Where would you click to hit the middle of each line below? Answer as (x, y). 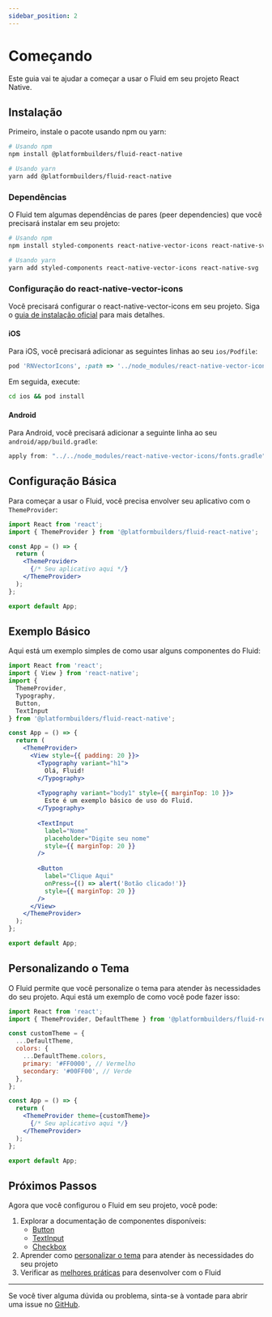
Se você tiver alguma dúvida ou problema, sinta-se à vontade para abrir (128, 1296)
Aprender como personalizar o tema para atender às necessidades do (137, 1255)
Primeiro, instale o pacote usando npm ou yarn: (87, 132)
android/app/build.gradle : (53, 441)
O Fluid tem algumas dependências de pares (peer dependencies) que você (135, 215)
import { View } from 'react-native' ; (74, 673)
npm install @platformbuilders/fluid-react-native (96, 155)
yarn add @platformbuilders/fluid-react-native (90, 176)
